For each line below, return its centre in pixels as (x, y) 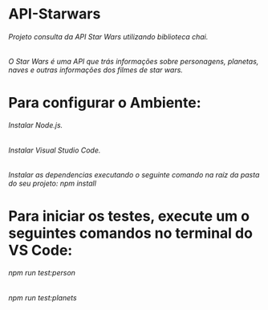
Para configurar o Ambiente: (105, 102)
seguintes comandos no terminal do (130, 233)
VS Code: (41, 250)
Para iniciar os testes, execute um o (129, 216)
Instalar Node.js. (36, 125)
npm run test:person (42, 273)
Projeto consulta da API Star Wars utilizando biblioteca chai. (108, 36)
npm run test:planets (43, 297)
